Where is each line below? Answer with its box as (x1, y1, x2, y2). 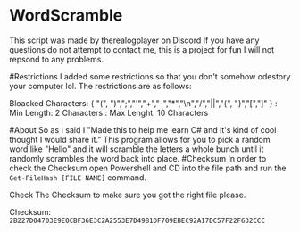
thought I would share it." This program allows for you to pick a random (9, 134, 271, 145)
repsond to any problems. (9, 54, 104, 64)
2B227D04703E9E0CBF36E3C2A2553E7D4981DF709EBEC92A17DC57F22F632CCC (9, 216, 266, 225)
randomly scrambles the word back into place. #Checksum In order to (9, 153, 267, 163)
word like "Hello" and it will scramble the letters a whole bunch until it (9, 144, 264, 154)
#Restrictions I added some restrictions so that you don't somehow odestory (9, 70, 291, 81)
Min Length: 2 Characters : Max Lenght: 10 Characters (9, 107, 209, 118)
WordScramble (9, 5, 123, 26)
